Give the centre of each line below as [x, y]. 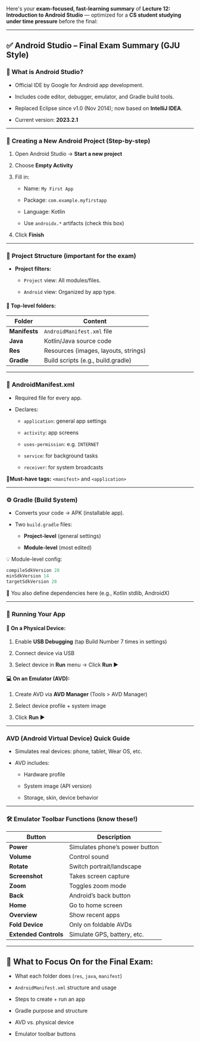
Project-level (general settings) [62, 536]
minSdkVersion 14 [28, 576]
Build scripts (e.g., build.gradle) [88, 361]
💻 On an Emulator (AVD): [38, 679]
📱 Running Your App [36, 614]
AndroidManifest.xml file [78, 331]
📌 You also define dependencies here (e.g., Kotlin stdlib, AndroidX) [88, 593]
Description [114, 837]
